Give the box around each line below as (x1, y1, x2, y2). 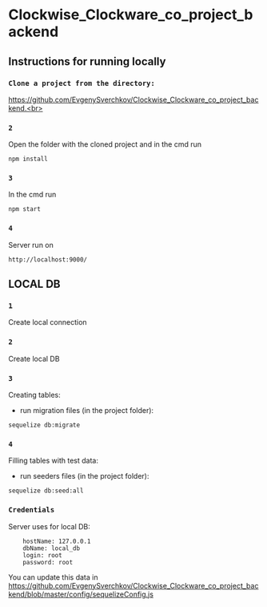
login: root (22, 551, 62, 559)
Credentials (8, 505, 55, 515)
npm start (8, 205, 42, 213)
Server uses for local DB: (8, 521, 90, 531)
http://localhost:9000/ (8, 255, 88, 264)
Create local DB (8, 354, 60, 363)
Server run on (8, 240, 54, 249)
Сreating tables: (8, 391, 62, 400)
